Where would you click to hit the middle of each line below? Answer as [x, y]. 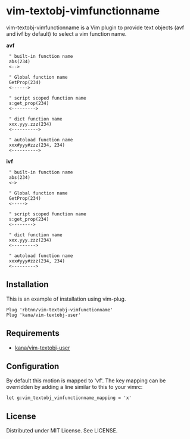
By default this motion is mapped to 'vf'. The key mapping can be [86, 381]
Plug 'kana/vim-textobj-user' [44, 315]
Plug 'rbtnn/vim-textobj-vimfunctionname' [60, 310]
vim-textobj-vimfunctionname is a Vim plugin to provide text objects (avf [95, 27]
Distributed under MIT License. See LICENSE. [62, 431]
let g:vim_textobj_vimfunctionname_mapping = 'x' [69, 398]
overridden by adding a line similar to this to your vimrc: [74, 387]
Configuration [33, 366]
